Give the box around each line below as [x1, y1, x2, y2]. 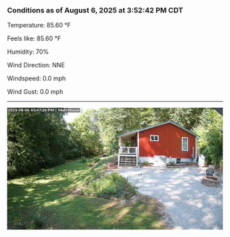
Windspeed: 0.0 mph [7, 74, 66, 82]
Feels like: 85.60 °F [7, 34, 62, 43]
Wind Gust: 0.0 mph [7, 88, 64, 96]
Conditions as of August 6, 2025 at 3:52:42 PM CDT [7, 5, 183, 15]
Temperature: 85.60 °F [7, 21, 71, 30]
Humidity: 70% [7, 47, 49, 56]
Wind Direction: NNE [7, 61, 65, 69]
